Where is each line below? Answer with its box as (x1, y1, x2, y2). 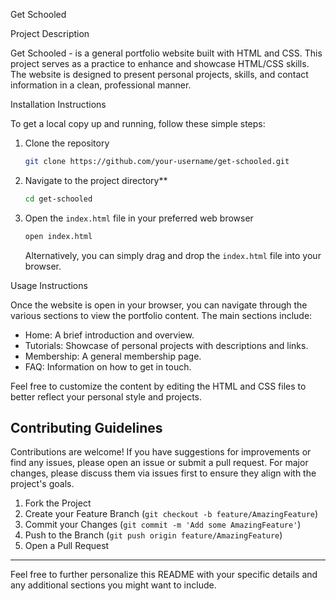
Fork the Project (24, 497, 92, 509)
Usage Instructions (10, 279, 88, 291)
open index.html (24, 231, 93, 241)
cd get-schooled (24, 194, 93, 204)
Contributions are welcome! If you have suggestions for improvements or (10, 446, 312, 458)
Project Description (10, 28, 90, 39)
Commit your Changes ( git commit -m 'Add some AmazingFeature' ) (24, 519, 302, 531)
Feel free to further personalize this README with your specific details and (10, 569, 318, 581)
